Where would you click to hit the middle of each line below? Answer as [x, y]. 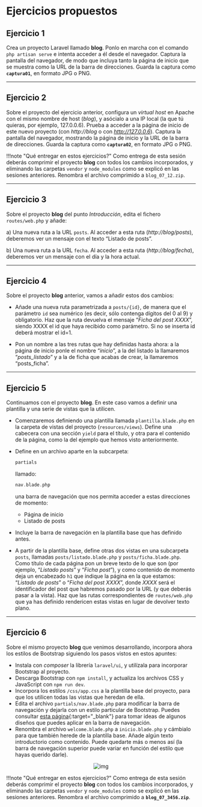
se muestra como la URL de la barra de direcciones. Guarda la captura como [101, 67]
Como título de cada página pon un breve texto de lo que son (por [96, 563]
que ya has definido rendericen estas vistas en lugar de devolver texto [102, 602]
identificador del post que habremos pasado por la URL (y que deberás [103, 589]
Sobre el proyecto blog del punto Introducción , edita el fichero [84, 214]
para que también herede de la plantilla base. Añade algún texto [94, 735]
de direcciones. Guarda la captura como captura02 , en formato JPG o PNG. [99, 144]
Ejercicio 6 [26, 633]
